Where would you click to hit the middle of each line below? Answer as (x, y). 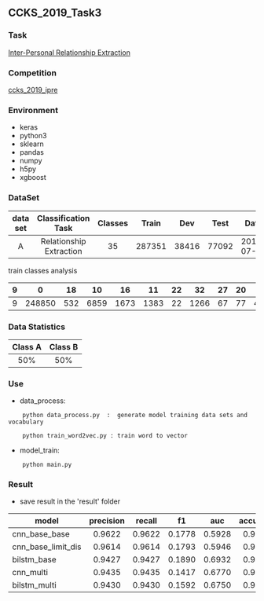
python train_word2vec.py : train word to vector (105, 436)
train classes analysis (43, 270)
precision (107, 521)
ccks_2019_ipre (33, 90)
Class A (27, 346)
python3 (33, 136)
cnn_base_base (41, 534)
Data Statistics (37, 327)
